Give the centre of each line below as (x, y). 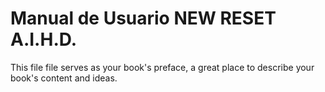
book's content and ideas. (64, 78)
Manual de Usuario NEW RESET (143, 18)
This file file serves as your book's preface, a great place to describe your (162, 67)
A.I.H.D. (44, 39)
